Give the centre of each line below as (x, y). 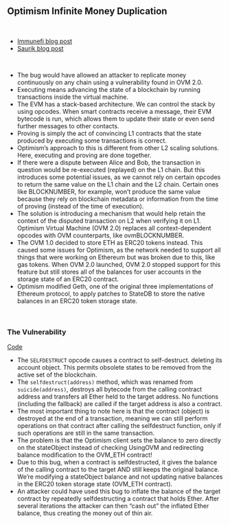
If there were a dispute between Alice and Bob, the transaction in (109, 162)
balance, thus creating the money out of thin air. (85, 513)
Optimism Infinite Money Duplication (87, 11)
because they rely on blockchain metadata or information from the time (117, 199)
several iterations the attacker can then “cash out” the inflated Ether (113, 506)
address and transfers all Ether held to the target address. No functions (117, 396)
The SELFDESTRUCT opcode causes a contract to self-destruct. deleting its (119, 360)
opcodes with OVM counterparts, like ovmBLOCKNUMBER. (100, 235)
